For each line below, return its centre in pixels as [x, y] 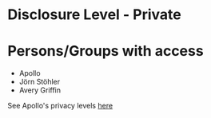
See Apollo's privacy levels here [60, 106]
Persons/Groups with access [106, 51]
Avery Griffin [40, 90]
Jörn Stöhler [40, 82]
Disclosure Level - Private [94, 15]
